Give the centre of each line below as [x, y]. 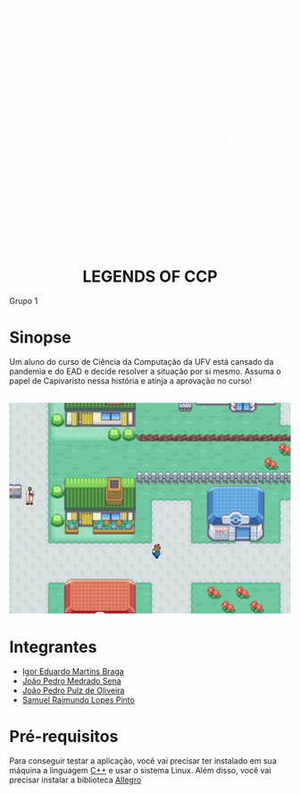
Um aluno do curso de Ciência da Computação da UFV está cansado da [142, 362]
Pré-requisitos [64, 736]
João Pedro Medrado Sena [72, 681]
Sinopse [40, 337]
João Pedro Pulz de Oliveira [73, 690]
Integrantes [53, 647]
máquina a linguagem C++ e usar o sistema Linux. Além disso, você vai [140, 771]
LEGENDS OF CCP [150, 276]
